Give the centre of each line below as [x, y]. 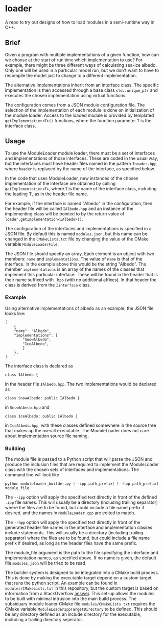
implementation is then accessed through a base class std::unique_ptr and [82, 90]
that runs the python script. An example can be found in [61, 583]
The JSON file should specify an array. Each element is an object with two [80, 254]
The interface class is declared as [39, 366]
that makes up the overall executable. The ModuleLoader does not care [77, 430]
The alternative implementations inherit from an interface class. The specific [82, 85]
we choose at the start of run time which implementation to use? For [74, 60]
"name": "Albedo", [33, 331]
